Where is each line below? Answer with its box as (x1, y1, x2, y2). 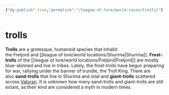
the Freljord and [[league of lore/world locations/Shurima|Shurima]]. (5, 51, 149, 57)
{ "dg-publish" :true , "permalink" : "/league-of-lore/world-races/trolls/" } (5, 7, 163, 13)
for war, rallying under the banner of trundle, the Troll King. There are (5, 68, 151, 74)
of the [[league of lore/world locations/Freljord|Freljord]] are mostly (17, 57, 159, 63)
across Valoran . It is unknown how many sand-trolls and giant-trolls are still (5, 78, 163, 84)
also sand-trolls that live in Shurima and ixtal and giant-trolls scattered (5, 73, 156, 79)
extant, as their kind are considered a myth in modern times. (5, 84, 132, 90)
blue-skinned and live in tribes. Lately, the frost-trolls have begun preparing (5, 62, 164, 69)
